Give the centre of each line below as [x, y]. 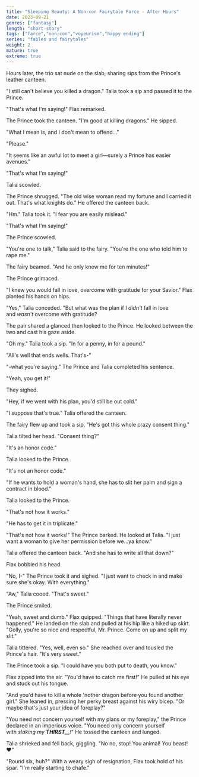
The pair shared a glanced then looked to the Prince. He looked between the [99, 325]
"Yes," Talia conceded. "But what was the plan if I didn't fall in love [87, 307]
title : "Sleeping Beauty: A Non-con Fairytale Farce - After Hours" [93, 12]
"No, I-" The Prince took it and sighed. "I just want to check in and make [94, 576]
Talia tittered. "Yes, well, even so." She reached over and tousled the [90, 647]
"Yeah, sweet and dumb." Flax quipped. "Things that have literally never [94, 617]
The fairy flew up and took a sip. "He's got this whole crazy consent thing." [98, 424]
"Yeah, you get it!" [29, 378]
